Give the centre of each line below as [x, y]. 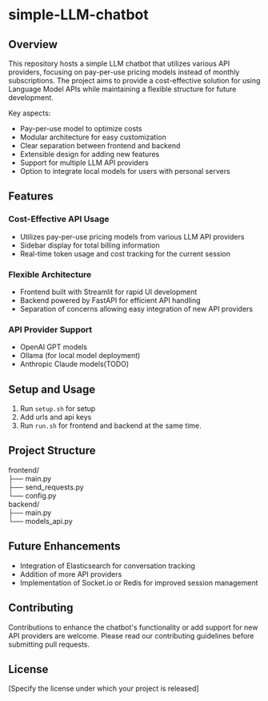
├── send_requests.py [46, 487]
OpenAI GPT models [54, 347]
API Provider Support [50, 329]
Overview [33, 44]
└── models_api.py [41, 521]
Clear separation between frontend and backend [100, 145]
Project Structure [52, 451]
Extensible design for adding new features [90, 154]
